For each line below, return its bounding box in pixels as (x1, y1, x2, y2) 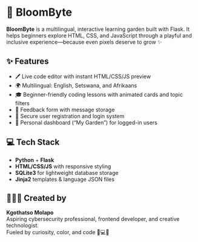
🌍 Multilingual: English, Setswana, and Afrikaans (15, 82, 137, 89)
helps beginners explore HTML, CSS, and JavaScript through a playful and (6, 31, 193, 39)
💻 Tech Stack (6, 137, 60, 148)
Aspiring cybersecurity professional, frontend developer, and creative (6, 215, 180, 223)
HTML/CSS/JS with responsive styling (15, 163, 111, 170)
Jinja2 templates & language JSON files (15, 175, 115, 183)
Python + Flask (15, 156, 54, 163)
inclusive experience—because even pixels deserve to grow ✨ (6, 38, 162, 45)
